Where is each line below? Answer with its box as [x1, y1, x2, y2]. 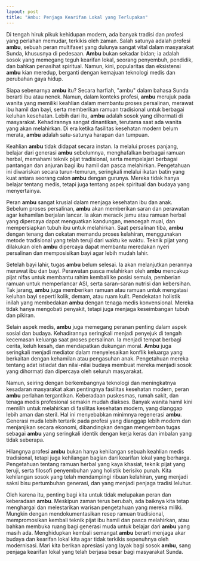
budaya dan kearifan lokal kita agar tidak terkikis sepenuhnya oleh [6, 535, 169, 542]
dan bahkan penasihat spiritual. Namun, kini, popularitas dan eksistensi [6, 62, 181, 69]
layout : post [6, 8, 39, 15]
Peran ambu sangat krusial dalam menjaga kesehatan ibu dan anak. [6, 198, 173, 206]
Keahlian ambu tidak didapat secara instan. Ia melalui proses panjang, [6, 143, 179, 150]
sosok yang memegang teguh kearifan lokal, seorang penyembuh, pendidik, [6, 56, 193, 63]
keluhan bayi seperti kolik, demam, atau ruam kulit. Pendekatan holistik [6, 292, 181, 300]
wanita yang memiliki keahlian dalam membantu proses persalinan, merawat [6, 99, 194, 106]
